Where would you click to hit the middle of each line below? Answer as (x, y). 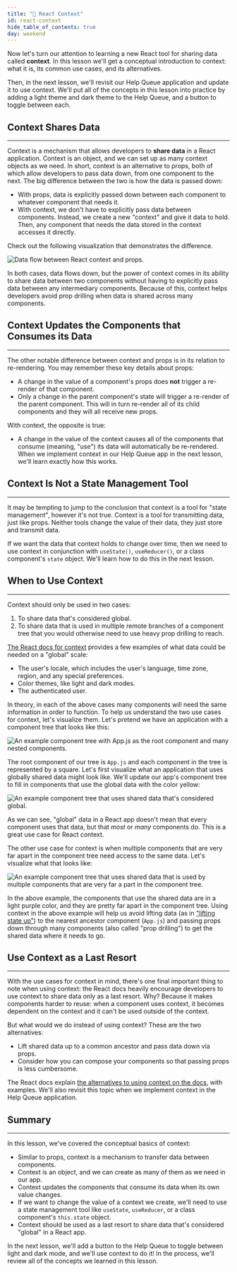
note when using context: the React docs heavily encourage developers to (115, 989)
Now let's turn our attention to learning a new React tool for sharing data (113, 54)
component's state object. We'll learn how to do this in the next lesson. (111, 559)
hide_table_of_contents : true (52, 27)
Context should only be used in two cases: (69, 605)
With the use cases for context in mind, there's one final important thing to (115, 981)
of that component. (66, 389)
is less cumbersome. (48, 1069)
